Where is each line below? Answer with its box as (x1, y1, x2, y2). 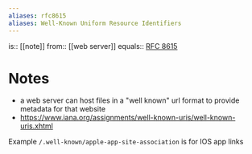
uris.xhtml (19, 121, 54, 131)
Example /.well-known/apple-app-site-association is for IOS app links (8, 137, 244, 147)
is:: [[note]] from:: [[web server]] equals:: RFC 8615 (8, 41, 178, 51)
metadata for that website (19, 104, 106, 114)
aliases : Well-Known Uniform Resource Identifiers (8, 19, 182, 27)
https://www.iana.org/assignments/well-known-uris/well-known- (19, 113, 236, 123)
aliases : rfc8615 (8, 11, 67, 20)
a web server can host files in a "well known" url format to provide (19, 95, 240, 105)
